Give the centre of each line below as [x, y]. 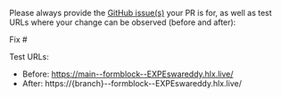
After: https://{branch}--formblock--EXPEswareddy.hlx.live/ [132, 83]
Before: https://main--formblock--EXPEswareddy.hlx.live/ [128, 74]
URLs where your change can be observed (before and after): [123, 22]
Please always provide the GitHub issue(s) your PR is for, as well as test [140, 13]
